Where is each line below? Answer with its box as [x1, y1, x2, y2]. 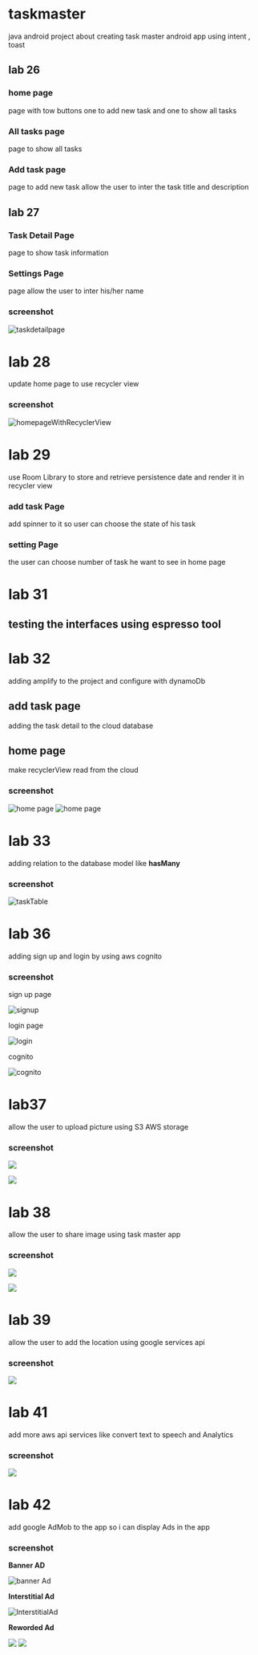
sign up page [8, 990, 52, 999]
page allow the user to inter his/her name [8, 286, 144, 296]
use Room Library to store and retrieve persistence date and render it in [8, 472, 244, 482]
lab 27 [8, 206, 40, 219]
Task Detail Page [8, 230, 75, 241]
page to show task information [8, 247, 109, 257]
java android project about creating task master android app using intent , [8, 31, 251, 41]
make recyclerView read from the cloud [8, 765, 139, 775]
